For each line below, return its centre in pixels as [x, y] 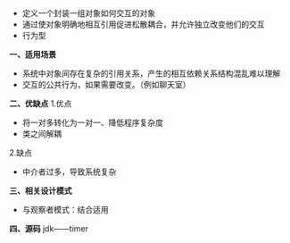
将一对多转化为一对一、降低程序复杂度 [92, 122]
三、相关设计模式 [41, 191]
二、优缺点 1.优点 [41, 104]
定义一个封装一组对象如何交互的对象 [89, 13]
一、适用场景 [33, 54]
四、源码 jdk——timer [49, 229]
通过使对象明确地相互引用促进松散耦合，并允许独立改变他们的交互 [143, 24]
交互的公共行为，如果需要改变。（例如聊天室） [106, 84]
